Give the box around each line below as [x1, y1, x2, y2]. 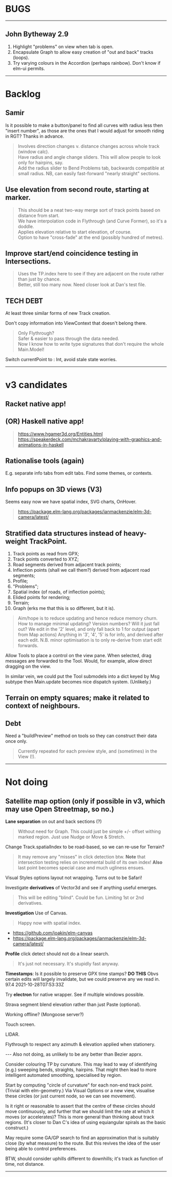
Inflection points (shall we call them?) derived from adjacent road [12, 567, 150, 573]
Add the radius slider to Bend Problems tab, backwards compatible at [17, 165, 165, 171]
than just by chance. [17, 276, 61, 283]
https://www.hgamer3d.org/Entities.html [17, 431, 103, 437]
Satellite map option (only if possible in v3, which [5, 797, 165, 806]
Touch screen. [5, 1021, 36, 1027]
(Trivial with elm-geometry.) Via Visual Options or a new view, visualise [5, 1088, 155, 1094]
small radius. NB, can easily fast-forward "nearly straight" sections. [17, 170, 160, 176]
